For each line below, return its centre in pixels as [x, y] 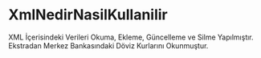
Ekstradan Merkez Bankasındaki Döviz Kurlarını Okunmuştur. [108, 45]
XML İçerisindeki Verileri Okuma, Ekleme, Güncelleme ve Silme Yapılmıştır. [131, 37]
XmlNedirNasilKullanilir [88, 15]
